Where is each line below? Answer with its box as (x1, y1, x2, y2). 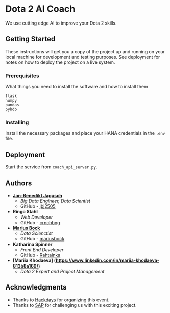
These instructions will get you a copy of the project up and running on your (5, 48, 165, 54)
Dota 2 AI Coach (5, 3, 76, 15)
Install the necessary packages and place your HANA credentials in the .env (5, 130, 165, 136)
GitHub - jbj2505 (20, 203, 56, 209)
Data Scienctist (20, 230, 53, 236)
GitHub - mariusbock (20, 235, 65, 242)
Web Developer (20, 214, 53, 220)
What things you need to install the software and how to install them (5, 84, 148, 90)
